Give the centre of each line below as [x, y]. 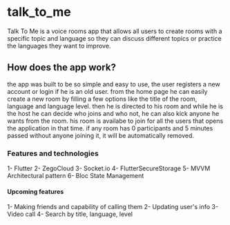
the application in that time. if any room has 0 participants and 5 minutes [110, 128]
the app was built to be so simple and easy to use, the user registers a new [114, 84]
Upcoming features [36, 191]
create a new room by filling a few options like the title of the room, [102, 99]
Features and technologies [53, 153]
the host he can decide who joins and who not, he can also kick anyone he [113, 113]
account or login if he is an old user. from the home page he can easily [107, 91]
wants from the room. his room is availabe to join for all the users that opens [115, 121]
